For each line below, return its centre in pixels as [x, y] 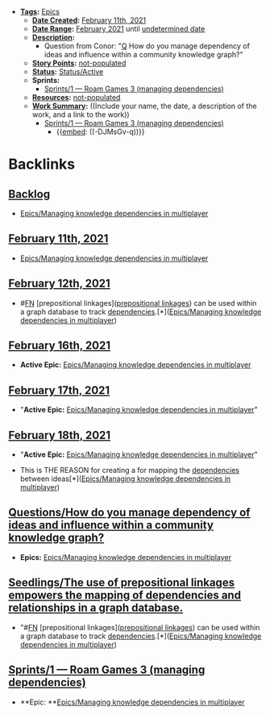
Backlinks [42, 164]
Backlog [29, 194]
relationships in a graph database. [96, 608]
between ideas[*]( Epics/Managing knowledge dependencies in [125, 479]
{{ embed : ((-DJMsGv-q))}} [100, 132]
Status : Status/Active [68, 71]
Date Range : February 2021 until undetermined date [118, 29]
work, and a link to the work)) [81, 115]
